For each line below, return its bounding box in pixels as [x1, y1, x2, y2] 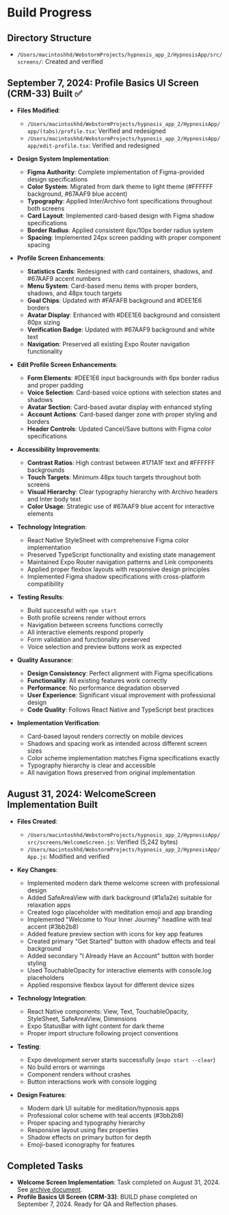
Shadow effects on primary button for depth [27, 1133, 152, 1141]
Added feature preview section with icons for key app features [27, 929, 203, 938]
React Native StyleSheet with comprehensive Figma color [27, 536, 189, 544]
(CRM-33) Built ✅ [7, 88, 83, 100]
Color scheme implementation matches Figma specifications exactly [27, 753, 220, 762]
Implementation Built [7, 799, 98, 811]
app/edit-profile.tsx [27, 142, 89, 149]
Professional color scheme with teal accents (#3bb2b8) [27, 1111, 184, 1119]
